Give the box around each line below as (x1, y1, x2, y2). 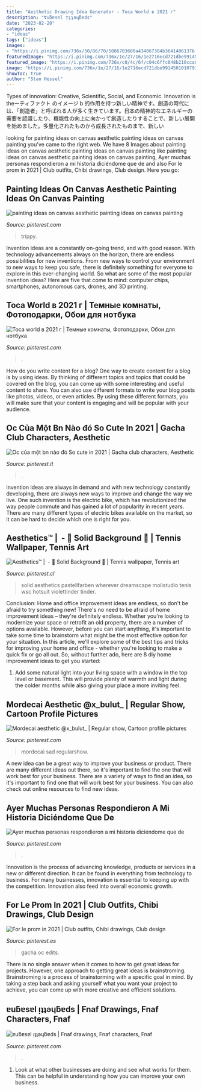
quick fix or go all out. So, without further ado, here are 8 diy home (6, 651, 171, 658)
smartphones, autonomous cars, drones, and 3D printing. (6, 283, 148, 290)
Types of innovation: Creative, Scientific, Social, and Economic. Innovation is (6, 93, 196, 100)
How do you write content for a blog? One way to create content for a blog (6, 367, 191, 374)
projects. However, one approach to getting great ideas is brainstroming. (6, 967, 186, 974)
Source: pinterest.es (6, 937, 57, 944)
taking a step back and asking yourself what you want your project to (6, 979, 178, 987)
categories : (6, 25, 36, 32)
